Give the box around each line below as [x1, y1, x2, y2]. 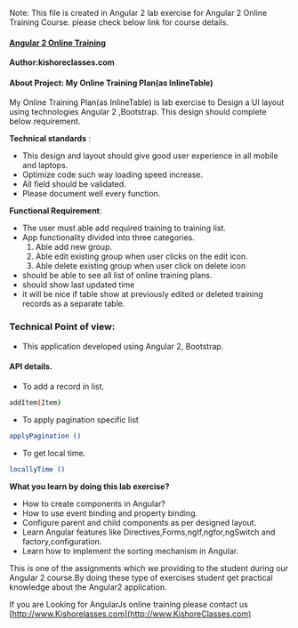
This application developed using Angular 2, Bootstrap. [21, 341, 224, 351]
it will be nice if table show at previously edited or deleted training [21, 289, 264, 300]
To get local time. [21, 447, 86, 458]
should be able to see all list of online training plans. [21, 270, 213, 281]
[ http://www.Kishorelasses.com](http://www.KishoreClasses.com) [9, 608, 252, 619]
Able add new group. [35, 242, 113, 253]
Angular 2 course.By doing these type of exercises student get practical [9, 572, 273, 583]
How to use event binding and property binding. [21, 507, 198, 519]
